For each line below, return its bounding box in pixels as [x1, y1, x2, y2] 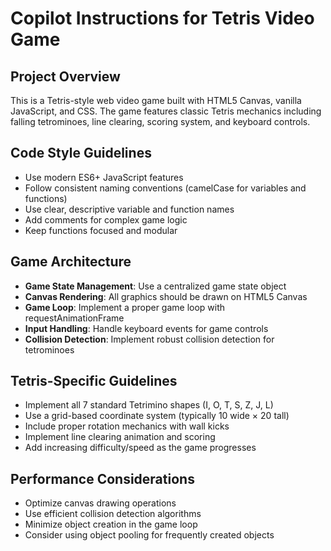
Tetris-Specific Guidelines [10, 373, 178, 390]
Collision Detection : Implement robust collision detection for [24, 333, 275, 345]
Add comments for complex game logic [24, 213, 188, 226]
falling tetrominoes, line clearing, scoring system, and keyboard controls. [10, 116, 311, 127]
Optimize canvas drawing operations [24, 497, 177, 509]
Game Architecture [10, 253, 132, 271]
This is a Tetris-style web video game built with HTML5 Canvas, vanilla [10, 95, 302, 106]
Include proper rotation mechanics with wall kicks [24, 420, 230, 432]
